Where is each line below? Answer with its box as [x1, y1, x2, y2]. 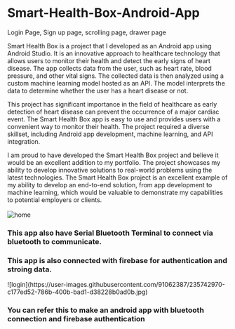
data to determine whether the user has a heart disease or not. [7, 86, 189, 95]
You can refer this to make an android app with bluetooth [7, 305, 205, 315]
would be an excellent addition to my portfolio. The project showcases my [7, 158, 221, 166]
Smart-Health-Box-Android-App [7, 5, 200, 21]
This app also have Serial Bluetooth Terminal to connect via [7, 228, 213, 238]
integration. [7, 137, 41, 145]
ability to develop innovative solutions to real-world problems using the [7, 166, 213, 174]
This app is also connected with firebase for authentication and [7, 255, 228, 265]
